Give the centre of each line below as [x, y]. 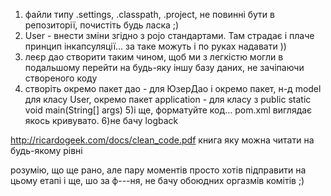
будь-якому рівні [46, 150]
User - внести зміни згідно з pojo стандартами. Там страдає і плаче [169, 35]
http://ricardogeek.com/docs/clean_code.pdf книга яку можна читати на [162, 140]
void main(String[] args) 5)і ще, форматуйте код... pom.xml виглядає [168, 110]
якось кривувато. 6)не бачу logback [101, 120]
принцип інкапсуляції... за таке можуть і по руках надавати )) [155, 46]
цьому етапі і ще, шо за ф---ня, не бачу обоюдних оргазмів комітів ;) [157, 180]
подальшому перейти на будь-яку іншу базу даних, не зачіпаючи [164, 67]
